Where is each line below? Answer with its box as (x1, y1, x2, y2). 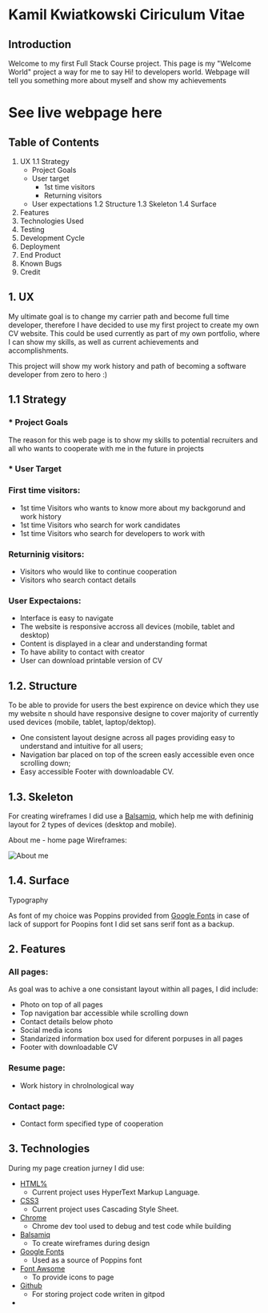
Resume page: (8, 1063, 66, 1074)
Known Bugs (19, 258, 62, 268)
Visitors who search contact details (19, 575, 137, 585)
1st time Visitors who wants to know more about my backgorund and (19, 502, 246, 513)
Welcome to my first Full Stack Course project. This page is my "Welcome (8, 58, 252, 68)
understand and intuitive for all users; (19, 742, 143, 751)
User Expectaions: (8, 594, 82, 606)
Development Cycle (19, 234, 86, 242)
